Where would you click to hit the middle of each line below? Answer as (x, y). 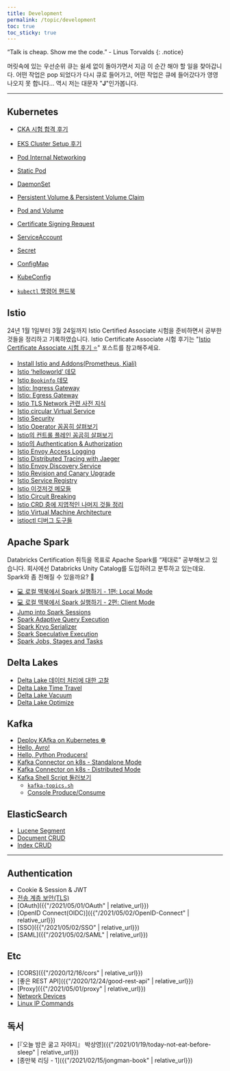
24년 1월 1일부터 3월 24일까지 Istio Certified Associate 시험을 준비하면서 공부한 (115, 330)
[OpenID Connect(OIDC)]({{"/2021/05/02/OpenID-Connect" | (103, 913)
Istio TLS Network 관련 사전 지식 (61, 403)
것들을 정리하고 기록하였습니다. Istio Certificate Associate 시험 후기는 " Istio (109, 339)
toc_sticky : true (32, 33)
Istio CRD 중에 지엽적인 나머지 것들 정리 (70, 504)
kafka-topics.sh (50, 786)
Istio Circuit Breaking (47, 496)
